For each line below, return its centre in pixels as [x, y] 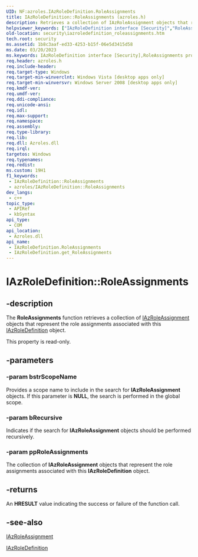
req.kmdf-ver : [24, 88]
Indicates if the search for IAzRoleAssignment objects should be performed [99, 430]
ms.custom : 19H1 [26, 171]
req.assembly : [24, 127]
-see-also [24, 522]
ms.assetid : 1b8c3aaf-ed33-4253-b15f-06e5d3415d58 [70, 45]
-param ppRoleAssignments [47, 452]
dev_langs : [19, 192]
